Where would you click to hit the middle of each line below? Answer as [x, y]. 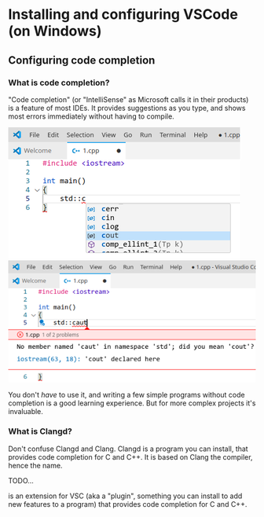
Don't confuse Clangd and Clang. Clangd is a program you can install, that [128, 449]
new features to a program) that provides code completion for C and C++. [128, 504]
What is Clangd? [40, 431]
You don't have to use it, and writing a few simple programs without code [126, 394]
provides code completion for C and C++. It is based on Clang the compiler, [130, 456]
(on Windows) [55, 31]
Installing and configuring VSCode [123, 15]
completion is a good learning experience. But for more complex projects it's [132, 403]
